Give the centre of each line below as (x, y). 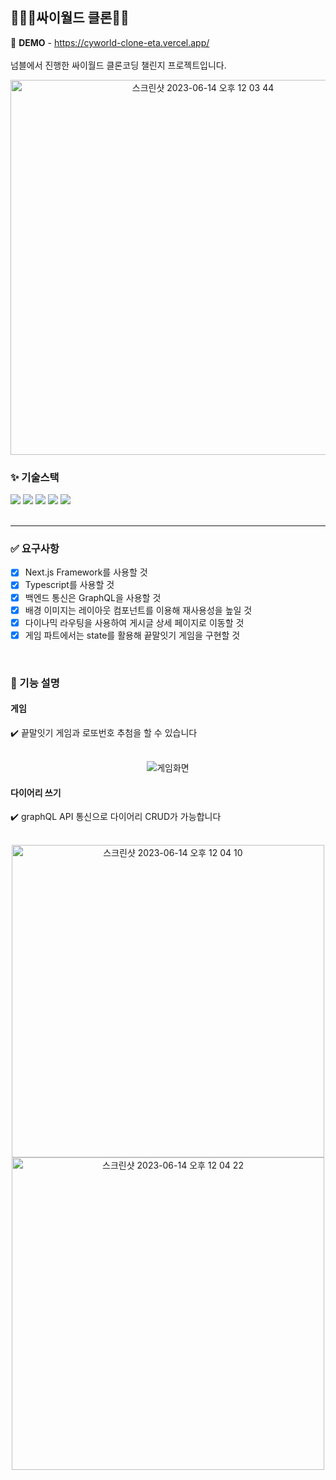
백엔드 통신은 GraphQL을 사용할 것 (93, 597)
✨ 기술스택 (35, 477)
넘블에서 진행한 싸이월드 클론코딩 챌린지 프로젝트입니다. (118, 65)
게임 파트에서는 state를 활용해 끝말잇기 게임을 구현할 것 (132, 635)
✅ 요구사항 (35, 549)
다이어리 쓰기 (36, 792)
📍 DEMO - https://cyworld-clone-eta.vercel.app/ (110, 42)
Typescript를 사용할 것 (69, 585)
